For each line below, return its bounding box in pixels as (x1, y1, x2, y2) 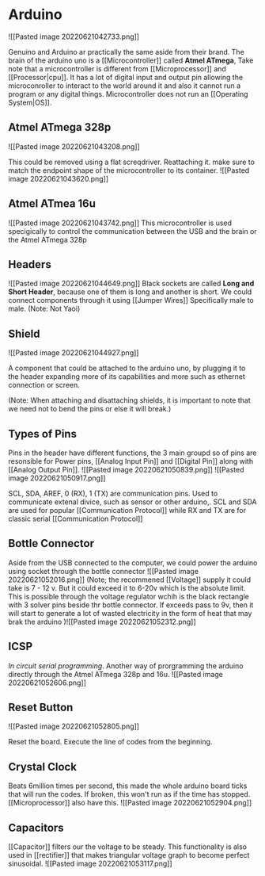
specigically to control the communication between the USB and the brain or (8, 226, 257, 235)
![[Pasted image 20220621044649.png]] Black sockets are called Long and (8, 279, 255, 289)
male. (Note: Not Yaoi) (8, 304, 81, 314)
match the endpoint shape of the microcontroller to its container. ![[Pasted (8, 165, 250, 175)
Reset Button (8, 701, 74, 714)
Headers (8, 258, 51, 271)
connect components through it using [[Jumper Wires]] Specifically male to (8, 296, 255, 305)
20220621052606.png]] (8, 678, 87, 687)
